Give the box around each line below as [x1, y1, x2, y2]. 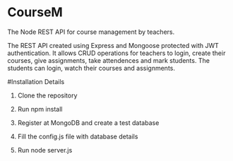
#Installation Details [7, 77, 65, 85]
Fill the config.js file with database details [17, 132, 138, 141]
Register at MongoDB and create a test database [17, 118, 160, 127]
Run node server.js [17, 145, 73, 154]
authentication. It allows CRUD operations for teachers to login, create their [7, 49, 226, 57]
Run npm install [17, 105, 63, 113]
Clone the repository [17, 91, 78, 100]
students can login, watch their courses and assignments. [7, 64, 175, 72]
